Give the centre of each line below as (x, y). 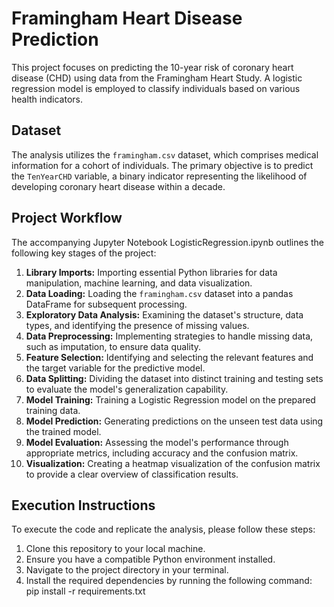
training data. (53, 410)
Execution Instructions (83, 505)
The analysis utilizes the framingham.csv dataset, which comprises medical (165, 154)
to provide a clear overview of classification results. (132, 474)
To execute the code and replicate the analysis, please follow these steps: (163, 529)
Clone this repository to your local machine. (115, 549)
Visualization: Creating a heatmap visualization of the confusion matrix (173, 463)
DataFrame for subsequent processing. (106, 304)
